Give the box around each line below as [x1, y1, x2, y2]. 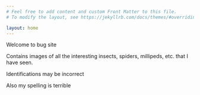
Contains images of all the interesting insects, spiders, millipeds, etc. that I [6, 53, 189, 60]
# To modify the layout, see [6, 14, 79, 20]
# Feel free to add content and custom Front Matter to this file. [6, 8, 177, 15]
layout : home [6, 25, 39, 31]
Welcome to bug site [6, 41, 57, 48]
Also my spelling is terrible [6, 82, 71, 89]
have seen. [6, 59, 33, 66]
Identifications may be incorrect [6, 71, 85, 78]
